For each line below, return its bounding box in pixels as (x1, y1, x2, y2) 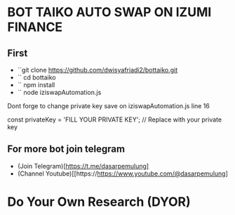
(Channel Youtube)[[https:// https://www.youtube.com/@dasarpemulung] (17, 169, 228, 178)
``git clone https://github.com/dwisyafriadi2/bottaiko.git (17, 66, 178, 74)
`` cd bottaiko (17, 73, 56, 82)
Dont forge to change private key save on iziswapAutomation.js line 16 (7, 102, 210, 110)
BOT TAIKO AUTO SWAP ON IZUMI (7, 4, 212, 20)
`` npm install (17, 81, 55, 89)
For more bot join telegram (7, 143, 125, 155)
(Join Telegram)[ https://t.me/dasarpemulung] (17, 162, 149, 170)
